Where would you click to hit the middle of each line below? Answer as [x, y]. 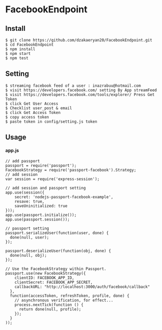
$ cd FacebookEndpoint [29, 45]
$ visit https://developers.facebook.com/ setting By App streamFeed [81, 90]
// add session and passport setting [46, 188]
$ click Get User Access [32, 104]
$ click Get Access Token [33, 112]
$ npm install [21, 49]
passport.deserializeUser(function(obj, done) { [58, 251]
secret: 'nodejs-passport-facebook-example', [64, 197]
